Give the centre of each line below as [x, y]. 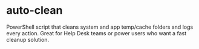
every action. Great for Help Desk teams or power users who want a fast [96, 33]
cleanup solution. [28, 39]
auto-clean [34, 10]
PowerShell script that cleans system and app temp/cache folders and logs [100, 27]
